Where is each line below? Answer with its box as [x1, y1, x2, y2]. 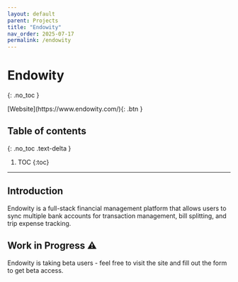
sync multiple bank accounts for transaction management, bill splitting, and [7, 211, 227, 220]
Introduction [7, 185, 64, 197]
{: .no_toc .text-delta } [7, 143, 72, 153]
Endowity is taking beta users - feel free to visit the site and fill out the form [7, 259, 227, 267]
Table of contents [7, 125, 86, 137]
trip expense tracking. [7, 219, 72, 227]
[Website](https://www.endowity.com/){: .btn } [7, 104, 143, 114]
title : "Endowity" [7, 23, 62, 31]
